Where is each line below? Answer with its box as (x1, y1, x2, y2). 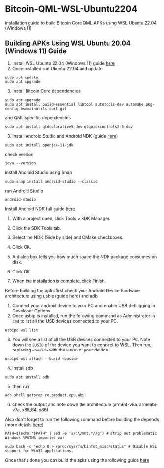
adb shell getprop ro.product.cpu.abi (5, 392, 84, 398)
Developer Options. (12, 308, 52, 313)
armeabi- (139, 401, 158, 407)
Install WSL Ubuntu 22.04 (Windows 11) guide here (12, 60, 115, 66)
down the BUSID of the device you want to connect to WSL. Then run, (12, 342, 152, 348)
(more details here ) (5, 421, 44, 428)
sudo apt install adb (5, 374, 50, 380)
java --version (5, 160, 36, 166)
